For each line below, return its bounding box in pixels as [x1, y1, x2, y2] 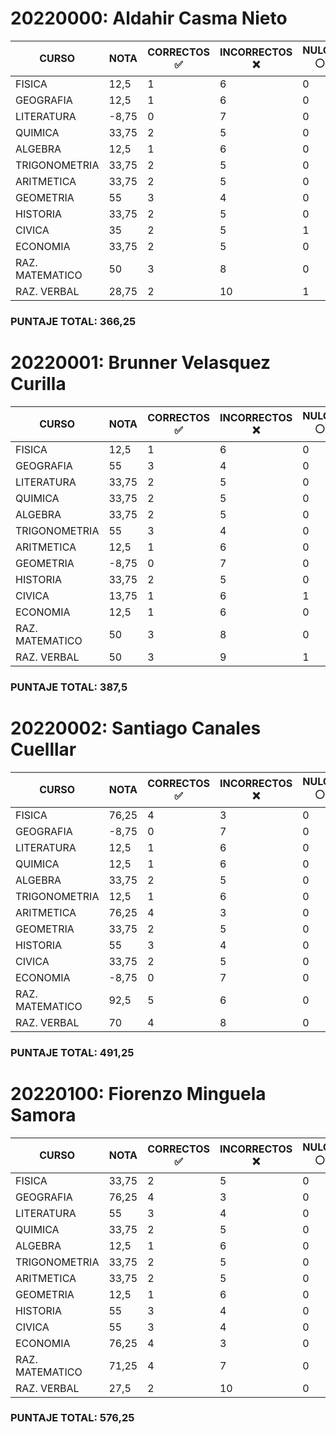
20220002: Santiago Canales [10, 717, 262, 739]
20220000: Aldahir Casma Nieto [10, 7, 288, 30]
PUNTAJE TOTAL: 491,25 [10, 1045, 135, 1059]
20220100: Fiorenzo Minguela [10, 1082, 267, 1105]
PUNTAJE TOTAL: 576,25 [10, 1411, 135, 1425]
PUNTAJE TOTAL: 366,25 [10, 314, 137, 328]
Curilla [10, 373, 67, 396]
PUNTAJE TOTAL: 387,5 [10, 680, 128, 694]
